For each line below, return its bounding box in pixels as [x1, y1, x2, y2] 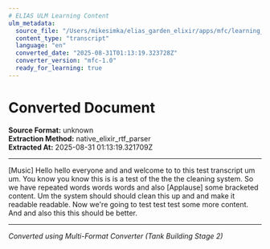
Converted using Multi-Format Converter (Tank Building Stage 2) [8, 231, 223, 241]
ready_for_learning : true [15, 64, 103, 72]
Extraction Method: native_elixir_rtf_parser [8, 133, 151, 143]
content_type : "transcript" [15, 34, 110, 43]
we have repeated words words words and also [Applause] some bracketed [8, 182, 259, 192]
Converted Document [8, 98, 155, 116]
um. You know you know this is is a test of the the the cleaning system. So [8, 173, 254, 183]
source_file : [15, 27, 59, 35]
